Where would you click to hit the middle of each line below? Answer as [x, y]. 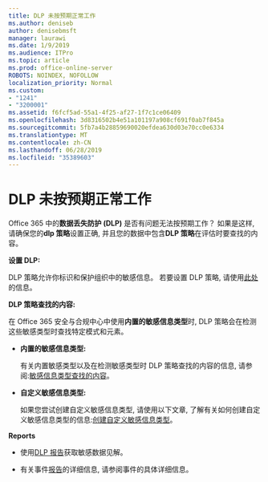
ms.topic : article [39, 61]
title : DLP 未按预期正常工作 [52, 16]
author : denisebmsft [43, 30]
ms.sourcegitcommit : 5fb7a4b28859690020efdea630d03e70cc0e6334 [116, 128]
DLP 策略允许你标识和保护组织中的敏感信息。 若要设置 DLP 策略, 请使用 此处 [133, 277]
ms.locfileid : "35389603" [51, 157]
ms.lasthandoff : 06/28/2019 [55, 150]
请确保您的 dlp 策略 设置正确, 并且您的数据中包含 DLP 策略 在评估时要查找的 [130, 233]
